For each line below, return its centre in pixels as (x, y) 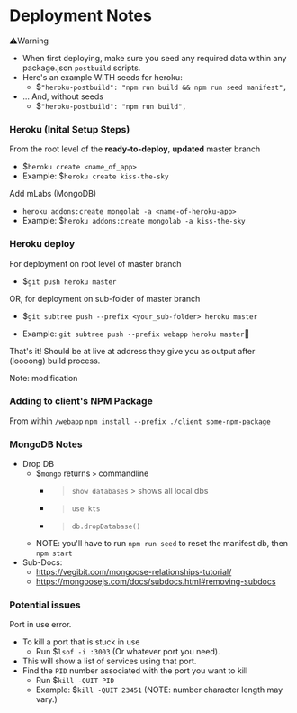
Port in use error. (40, 625)
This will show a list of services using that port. (109, 661)
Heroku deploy (42, 244)
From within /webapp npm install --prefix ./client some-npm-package (140, 421)
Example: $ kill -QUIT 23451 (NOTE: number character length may (159, 690)
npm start (54, 554)
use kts (86, 509)
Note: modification (44, 378)
